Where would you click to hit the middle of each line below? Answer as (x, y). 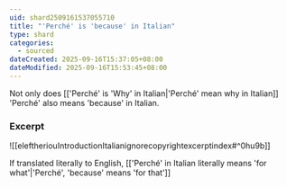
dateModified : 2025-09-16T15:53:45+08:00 (88, 68)
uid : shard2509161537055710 (62, 18)
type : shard (32, 34)
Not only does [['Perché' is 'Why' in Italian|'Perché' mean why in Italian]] (144, 93)
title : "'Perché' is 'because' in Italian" (93, 26)
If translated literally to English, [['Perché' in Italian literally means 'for (138, 164)
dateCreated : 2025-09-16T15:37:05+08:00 (87, 59)
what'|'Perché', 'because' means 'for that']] (90, 173)
